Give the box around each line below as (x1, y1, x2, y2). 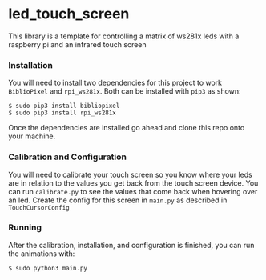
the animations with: (8, 249, 75, 258)
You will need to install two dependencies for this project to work (8, 78, 223, 88)
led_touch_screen (8, 5, 130, 23)
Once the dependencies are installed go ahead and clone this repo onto (8, 123, 245, 133)
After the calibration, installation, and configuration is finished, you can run (8, 240, 255, 250)
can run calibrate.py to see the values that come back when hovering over (8, 186, 258, 196)
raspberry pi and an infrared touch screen (8, 39, 147, 49)
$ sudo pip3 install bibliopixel (8, 102, 120, 110)
